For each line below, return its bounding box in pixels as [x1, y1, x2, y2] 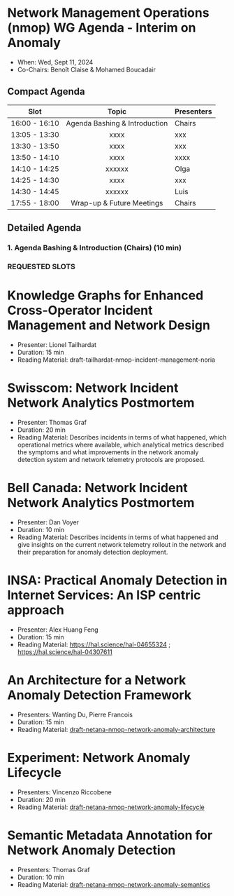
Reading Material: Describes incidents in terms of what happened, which [17, 433, 227, 441]
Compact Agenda [7, 86, 85, 97]
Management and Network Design [7, 318, 211, 334]
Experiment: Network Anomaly [7, 749, 191, 766]
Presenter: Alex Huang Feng [17, 625, 99, 634]
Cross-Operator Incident [7, 303, 153, 318]
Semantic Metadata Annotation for [7, 827, 213, 843]
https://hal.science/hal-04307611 [17, 647, 113, 656]
